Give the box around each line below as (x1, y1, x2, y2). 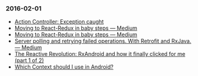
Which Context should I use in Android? (14, 63, 114, 71)
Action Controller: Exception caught (14, 18, 104, 26)
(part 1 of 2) (14, 57, 44, 64)
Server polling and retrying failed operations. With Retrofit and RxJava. (14, 38, 192, 45)
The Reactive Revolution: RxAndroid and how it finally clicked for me (14, 50, 186, 58)
